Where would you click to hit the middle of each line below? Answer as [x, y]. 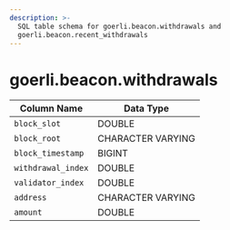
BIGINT [113, 154]
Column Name [51, 108]
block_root [37, 139]
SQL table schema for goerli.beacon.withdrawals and [120, 26]
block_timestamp [49, 154]
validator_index [49, 183]
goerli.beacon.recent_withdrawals [83, 35]
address [30, 198]
